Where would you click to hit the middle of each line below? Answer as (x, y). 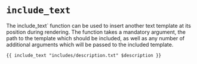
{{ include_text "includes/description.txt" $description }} (84, 55)
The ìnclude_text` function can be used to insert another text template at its (98, 25)
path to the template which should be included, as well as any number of (96, 38)
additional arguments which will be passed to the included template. (90, 44)
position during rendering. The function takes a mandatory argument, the (96, 32)
